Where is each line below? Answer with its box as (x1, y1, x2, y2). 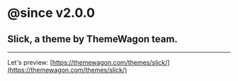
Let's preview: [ (7, 58, 53, 66)
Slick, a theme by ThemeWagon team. (7, 33, 178, 45)
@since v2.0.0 (7, 5, 96, 21)
